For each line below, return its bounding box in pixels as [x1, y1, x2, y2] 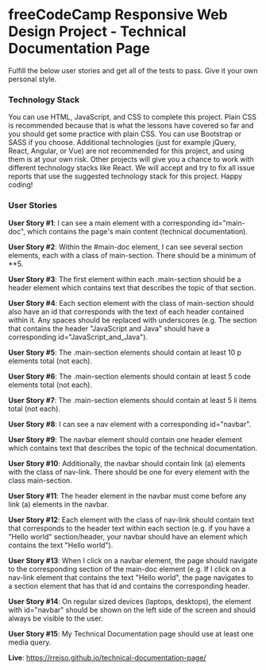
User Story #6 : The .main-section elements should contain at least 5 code [8, 371, 252, 381]
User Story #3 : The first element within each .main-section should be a [8, 274, 241, 284]
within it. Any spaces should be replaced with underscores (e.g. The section [8, 315, 257, 324]
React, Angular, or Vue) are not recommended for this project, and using [8, 146, 245, 156]
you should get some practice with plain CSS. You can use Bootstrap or [8, 129, 242, 139]
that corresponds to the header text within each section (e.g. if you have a [8, 523, 251, 533]
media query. [8, 637, 52, 647]
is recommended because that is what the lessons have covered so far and [8, 121, 254, 131]
